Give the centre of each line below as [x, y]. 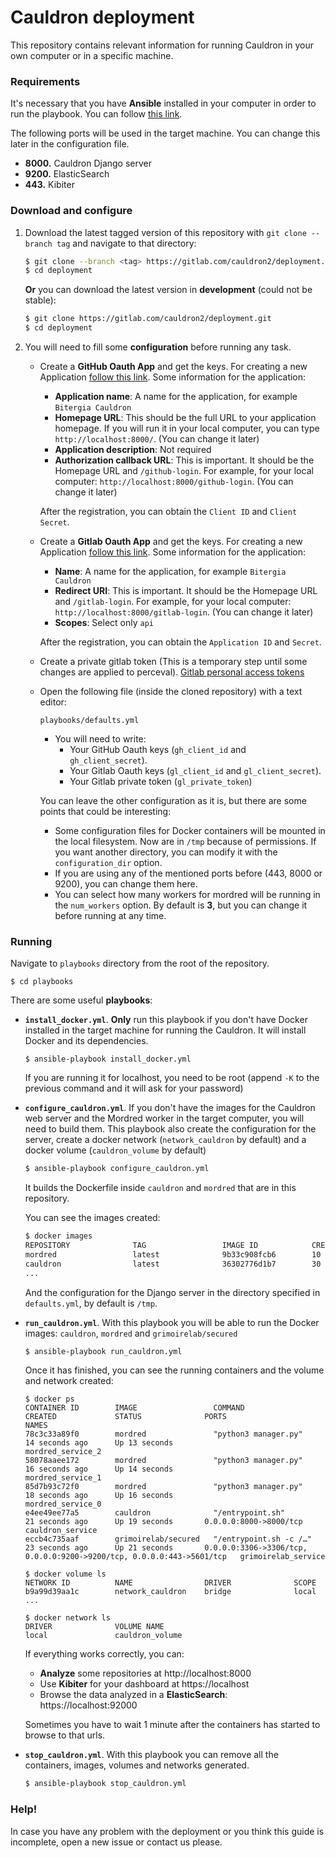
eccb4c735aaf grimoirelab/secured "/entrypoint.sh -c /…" [168, 1539]
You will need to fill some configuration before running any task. [158, 347]
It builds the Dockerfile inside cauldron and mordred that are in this [160, 1188]
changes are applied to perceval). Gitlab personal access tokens [172, 672]
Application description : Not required [133, 450]
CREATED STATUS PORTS [125, 1417]
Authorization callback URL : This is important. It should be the [184, 460]
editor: [53, 702]
